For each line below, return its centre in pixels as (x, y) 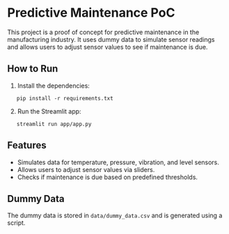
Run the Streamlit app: (49, 111)
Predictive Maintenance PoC (91, 13)
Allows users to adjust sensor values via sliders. (86, 169)
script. (16, 223)
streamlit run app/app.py (54, 124)
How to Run (33, 69)
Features (27, 145)
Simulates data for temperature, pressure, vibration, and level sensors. (118, 162)
